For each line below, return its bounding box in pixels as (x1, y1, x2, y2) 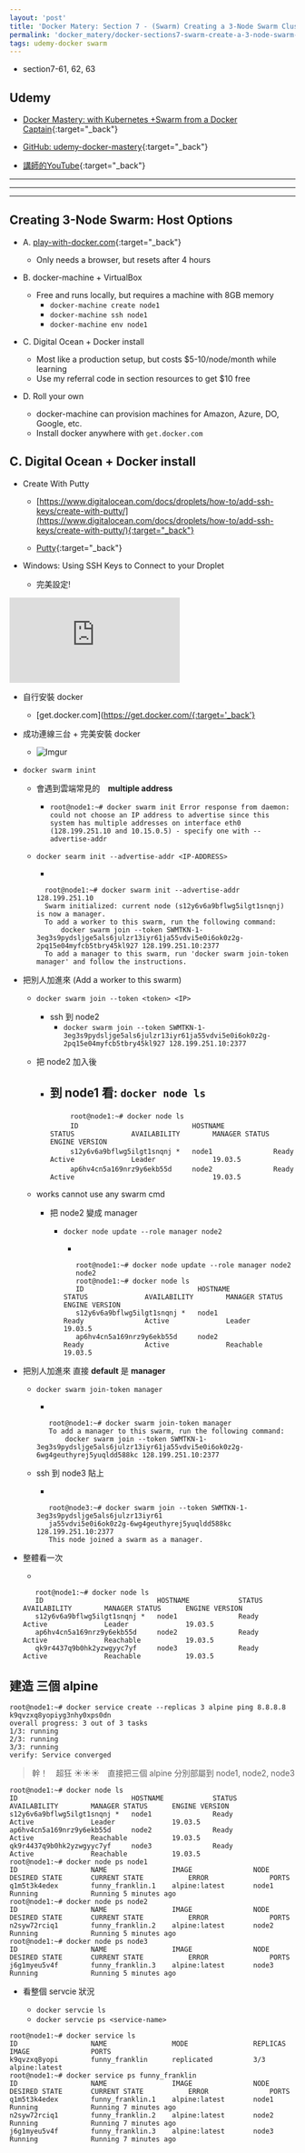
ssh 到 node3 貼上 (35, 1467, 104, 1478)
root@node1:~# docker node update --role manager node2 (75, 1260, 292, 1269)
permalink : (9, 30, 51, 39)
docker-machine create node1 (49, 301, 161, 310)
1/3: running (9, 1727, 59, 1737)
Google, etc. (35, 417, 83, 428)
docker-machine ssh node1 (49, 310, 148, 319)
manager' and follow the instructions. (35, 956, 188, 966)
